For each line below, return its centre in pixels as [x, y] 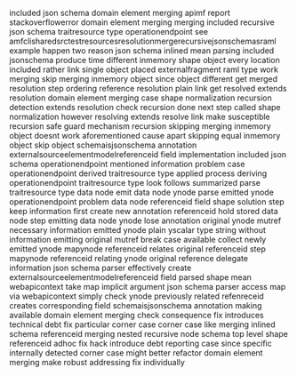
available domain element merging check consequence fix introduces [136, 315]
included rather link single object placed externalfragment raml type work [144, 69]
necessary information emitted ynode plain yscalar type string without [138, 230]
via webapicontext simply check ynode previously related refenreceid [136, 296]
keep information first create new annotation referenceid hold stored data [144, 211]
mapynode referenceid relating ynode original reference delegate [129, 258]
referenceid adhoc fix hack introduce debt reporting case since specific [141, 343]
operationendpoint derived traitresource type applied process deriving [138, 173]
